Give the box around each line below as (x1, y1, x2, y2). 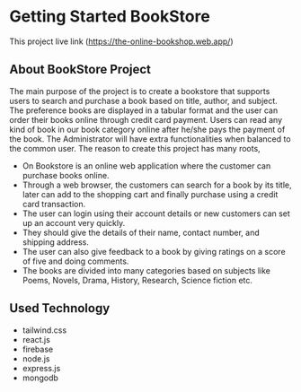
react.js (22, 334, 51, 344)
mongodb (22, 372, 58, 383)
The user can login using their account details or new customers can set (22, 208, 290, 219)
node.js (22, 353, 51, 364)
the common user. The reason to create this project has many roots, (9, 143, 261, 153)
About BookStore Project (9, 62, 151, 77)
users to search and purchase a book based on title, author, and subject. (9, 95, 279, 106)
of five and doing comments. (22, 256, 129, 266)
